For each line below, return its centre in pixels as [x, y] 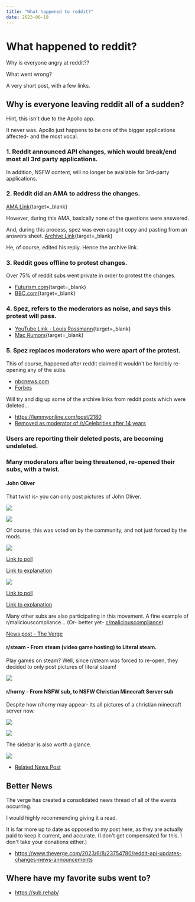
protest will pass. [32, 316]
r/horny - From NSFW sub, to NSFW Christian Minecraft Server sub [90, 691]
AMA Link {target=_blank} [37, 206]
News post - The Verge [35, 634]
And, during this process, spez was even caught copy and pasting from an [97, 229]
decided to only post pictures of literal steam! [61, 666]
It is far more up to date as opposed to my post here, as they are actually [95, 829]
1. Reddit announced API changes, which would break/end [91, 152]
